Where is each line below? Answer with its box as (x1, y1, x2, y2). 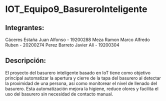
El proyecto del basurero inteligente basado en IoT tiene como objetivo (5, 69, 151, 75)
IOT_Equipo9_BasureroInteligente (5, 3, 147, 15)
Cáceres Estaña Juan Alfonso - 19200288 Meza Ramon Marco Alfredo (5, 36, 150, 42)
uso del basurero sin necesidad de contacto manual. (5, 91, 113, 97)
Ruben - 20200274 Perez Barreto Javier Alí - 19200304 (5, 42, 120, 48)
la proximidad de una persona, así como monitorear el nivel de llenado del (5, 80, 157, 86)
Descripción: (5, 56, 46, 65)
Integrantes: (5, 23, 44, 32)
